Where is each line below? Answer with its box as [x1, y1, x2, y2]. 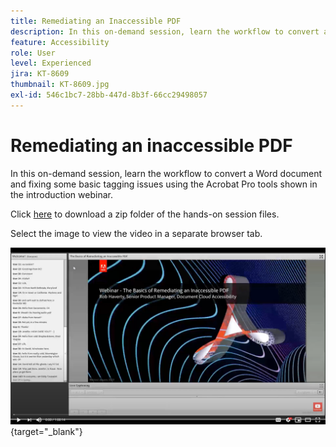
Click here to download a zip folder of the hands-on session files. [10, 208, 280, 220]
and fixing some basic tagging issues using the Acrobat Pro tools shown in [10, 178, 318, 190]
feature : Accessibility [10, 37, 110, 47]
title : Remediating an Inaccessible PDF [10, 16, 182, 26]
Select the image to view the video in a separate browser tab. [10, 227, 263, 239]
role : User [10, 48, 56, 58]
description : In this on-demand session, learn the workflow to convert [10, 26, 320, 37]
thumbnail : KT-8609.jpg [10, 80, 110, 90]
